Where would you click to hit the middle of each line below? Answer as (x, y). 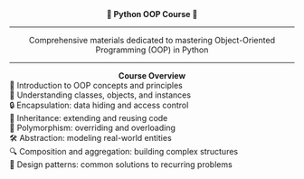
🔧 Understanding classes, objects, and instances (100, 95)
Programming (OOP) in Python (152, 50)
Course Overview (152, 75)
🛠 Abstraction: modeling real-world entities (90, 138)
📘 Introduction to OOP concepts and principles (96, 85)
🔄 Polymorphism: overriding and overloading (93, 127)
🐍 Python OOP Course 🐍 (152, 14)
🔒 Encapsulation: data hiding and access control (99, 105)
